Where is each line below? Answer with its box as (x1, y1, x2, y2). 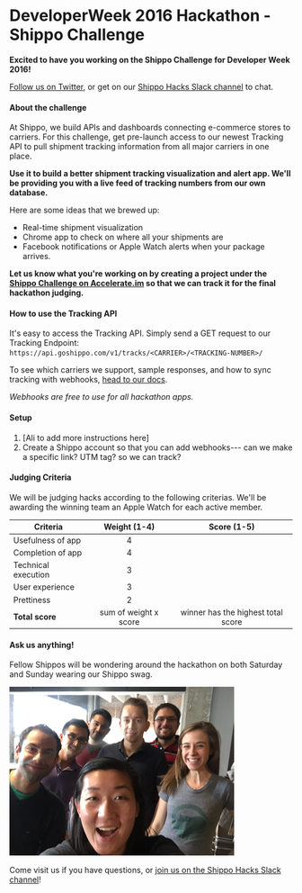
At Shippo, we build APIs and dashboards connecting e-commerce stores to (9, 122, 291, 133)
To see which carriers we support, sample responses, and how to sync (9, 365, 271, 375)
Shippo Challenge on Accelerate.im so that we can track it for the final (9, 278, 277, 289)
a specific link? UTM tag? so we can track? (22, 451, 182, 462)
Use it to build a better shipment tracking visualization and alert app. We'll (9, 168, 291, 179)
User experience (13, 582, 75, 592)
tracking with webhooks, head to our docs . (9, 374, 168, 385)
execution (13, 569, 50, 580)
